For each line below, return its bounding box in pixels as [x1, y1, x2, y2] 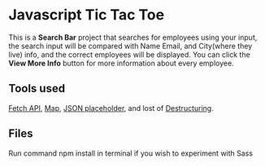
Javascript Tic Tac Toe [8, 6, 165, 24]
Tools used [8, 82, 66, 96]
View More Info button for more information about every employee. [8, 58, 234, 68]
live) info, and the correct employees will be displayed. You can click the [8, 49, 250, 59]
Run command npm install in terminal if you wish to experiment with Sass [8, 148, 254, 158]
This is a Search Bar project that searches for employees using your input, [8, 32, 258, 42]
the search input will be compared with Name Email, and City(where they [8, 40, 253, 50]
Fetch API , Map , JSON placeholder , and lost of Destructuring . [8, 103, 214, 113]
